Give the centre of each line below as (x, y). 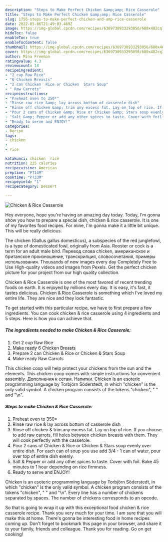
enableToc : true (22, 38)
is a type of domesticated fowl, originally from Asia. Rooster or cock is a (79, 246)
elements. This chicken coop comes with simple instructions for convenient (83, 373)
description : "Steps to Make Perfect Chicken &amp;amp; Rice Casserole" (82, 10)
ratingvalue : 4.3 (23, 61)
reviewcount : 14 (22, 66)
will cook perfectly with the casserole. (51, 440)
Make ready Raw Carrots (38, 358)
